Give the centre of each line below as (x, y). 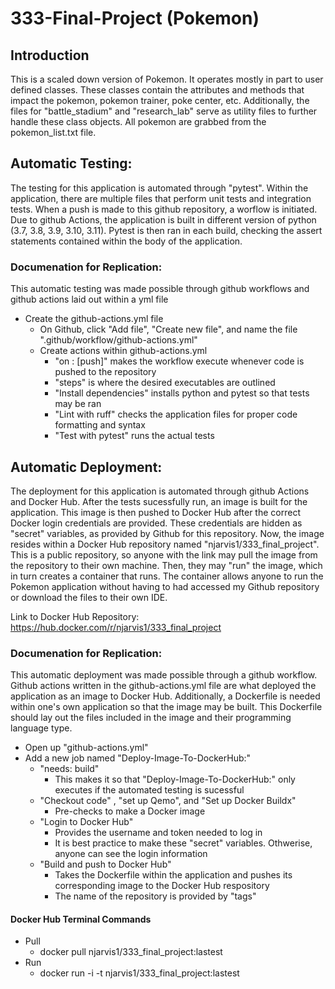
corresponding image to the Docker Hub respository (162, 886)
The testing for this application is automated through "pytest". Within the (159, 188)
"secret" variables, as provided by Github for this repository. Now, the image (167, 533)
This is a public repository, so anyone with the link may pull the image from (164, 554)
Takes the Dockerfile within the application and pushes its (173, 875)
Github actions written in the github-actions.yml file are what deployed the (163, 686)
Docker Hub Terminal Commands (81, 919)
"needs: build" (69, 769)
